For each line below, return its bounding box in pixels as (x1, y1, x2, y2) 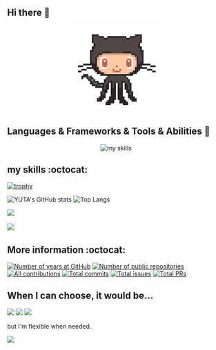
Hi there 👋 (7, 7, 50, 19)
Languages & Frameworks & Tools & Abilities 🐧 (7, 126, 210, 137)
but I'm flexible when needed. (7, 322, 92, 331)
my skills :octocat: (7, 164, 88, 176)
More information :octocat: (7, 244, 126, 255)
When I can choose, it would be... (7, 289, 154, 301)
